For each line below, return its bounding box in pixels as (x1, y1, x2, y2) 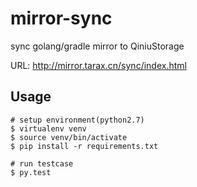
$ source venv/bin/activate (10, 132, 128, 142)
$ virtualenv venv (10, 123, 87, 134)
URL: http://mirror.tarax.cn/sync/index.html (10, 59, 187, 71)
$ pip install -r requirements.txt (10, 141, 159, 151)
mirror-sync (10, 7, 113, 30)
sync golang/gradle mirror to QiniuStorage (10, 40, 185, 52)
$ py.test (10, 167, 52, 177)
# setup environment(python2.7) (10, 115, 145, 125)
